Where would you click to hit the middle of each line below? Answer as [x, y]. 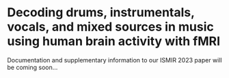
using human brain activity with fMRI [114, 41]
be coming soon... [32, 67]
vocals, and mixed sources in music [110, 27]
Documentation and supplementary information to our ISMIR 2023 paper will [114, 60]
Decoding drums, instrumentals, [101, 13]
